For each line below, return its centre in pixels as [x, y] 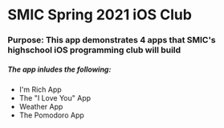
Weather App [41, 107]
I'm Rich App [40, 89]
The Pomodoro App [52, 115]
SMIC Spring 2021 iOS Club [100, 15]
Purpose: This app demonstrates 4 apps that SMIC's [112, 40]
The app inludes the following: [59, 69]
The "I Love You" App [55, 98]
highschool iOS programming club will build [94, 50]
